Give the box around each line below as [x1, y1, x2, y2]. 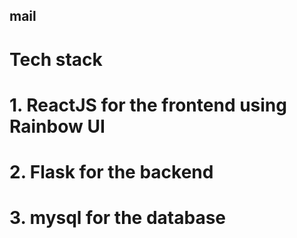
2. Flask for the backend [9, 160, 214, 183]
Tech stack [9, 48, 103, 71]
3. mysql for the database [9, 207, 226, 229]
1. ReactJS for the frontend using [9, 94, 287, 116]
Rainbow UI [9, 115, 106, 138]
